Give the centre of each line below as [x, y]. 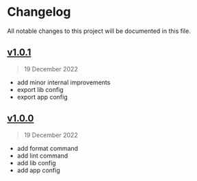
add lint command [42, 156]
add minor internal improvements [64, 82]
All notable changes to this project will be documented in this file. [99, 31]
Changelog [39, 12]
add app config [38, 170]
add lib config [36, 162]
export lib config [40, 89]
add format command [48, 148]
